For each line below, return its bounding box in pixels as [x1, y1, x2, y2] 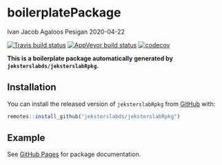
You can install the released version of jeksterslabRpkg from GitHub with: [7, 100, 216, 108]
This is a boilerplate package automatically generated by [7, 54, 174, 63]
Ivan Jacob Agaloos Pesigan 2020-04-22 [7, 27, 125, 36]
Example [7, 132, 46, 144]
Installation [7, 81, 57, 93]
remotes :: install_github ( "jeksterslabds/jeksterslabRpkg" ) [7, 113, 181, 120]
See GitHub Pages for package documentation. [7, 150, 141, 159]
